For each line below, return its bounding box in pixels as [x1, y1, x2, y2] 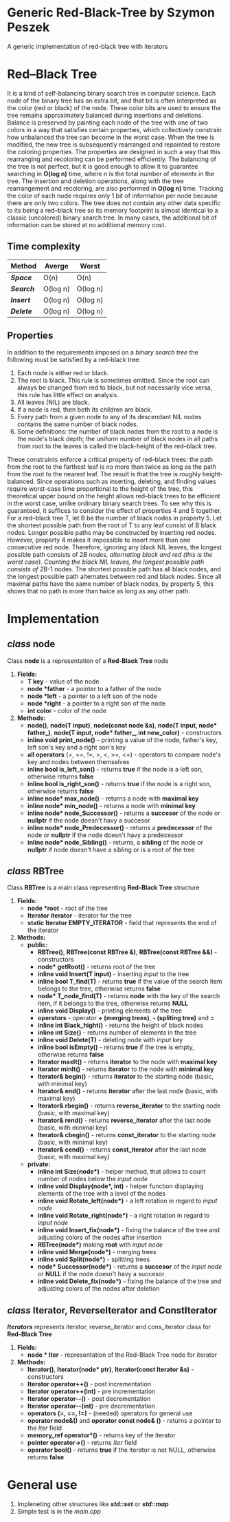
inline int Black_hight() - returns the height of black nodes [37, 1021, 204, 1030]
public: [27, 941, 48, 949]
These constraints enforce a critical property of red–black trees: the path [7, 455, 214, 463]
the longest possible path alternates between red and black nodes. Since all [7, 572, 222, 580]
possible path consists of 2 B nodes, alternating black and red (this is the [7, 550, 213, 558]
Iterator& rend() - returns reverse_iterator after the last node [37, 1117, 211, 1125]
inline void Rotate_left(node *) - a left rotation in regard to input [37, 1196, 218, 1205]
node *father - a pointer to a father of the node [27, 684, 161, 693]
